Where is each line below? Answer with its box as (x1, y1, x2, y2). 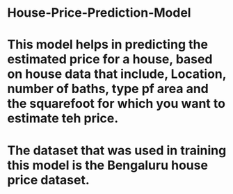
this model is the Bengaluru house (7, 157, 209, 173)
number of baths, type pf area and (7, 81, 209, 97)
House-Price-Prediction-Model (7, 5, 191, 21)
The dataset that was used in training (7, 143, 227, 158)
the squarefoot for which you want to (7, 96, 226, 112)
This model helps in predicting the (7, 37, 209, 53)
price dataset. (7, 172, 90, 188)
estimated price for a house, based (7, 51, 213, 67)
